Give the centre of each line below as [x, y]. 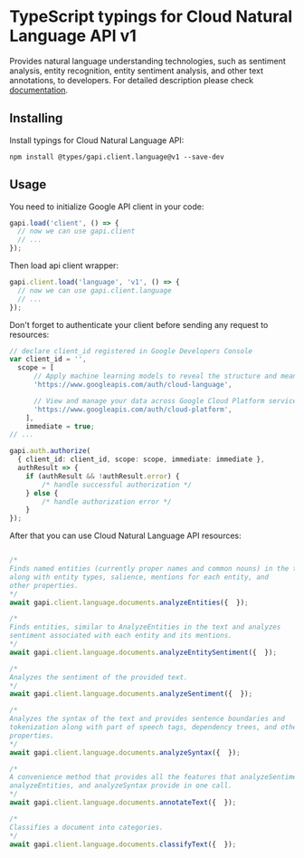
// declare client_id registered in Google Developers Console [131, 351]
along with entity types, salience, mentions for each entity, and [139, 577]
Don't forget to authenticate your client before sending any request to [139, 324]
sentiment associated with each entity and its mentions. [121, 636]
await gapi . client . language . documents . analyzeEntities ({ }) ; [129, 603]
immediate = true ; [60, 426]
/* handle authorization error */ [107, 501]
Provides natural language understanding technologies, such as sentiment [148, 61]
